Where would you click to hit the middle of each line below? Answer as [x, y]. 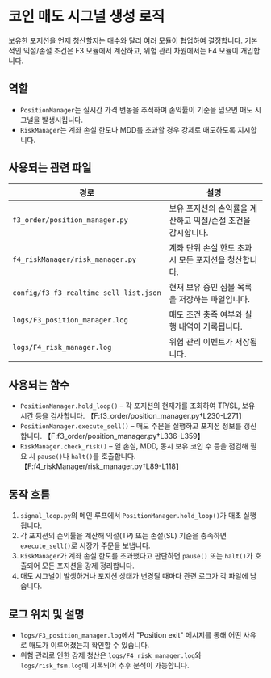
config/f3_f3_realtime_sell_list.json [87, 293]
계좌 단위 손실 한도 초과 [211, 247]
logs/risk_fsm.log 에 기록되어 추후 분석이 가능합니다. [104, 665]
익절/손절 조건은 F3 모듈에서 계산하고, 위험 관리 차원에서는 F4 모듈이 [131, 50]
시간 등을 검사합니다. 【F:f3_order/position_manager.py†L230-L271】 [133, 416]
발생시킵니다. [62, 120]
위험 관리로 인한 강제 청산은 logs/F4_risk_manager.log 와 [110, 655]
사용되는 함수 [39, 385]
